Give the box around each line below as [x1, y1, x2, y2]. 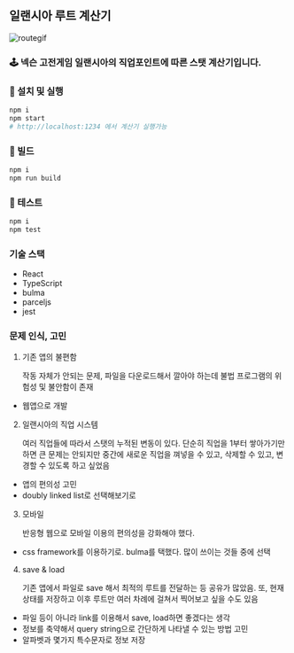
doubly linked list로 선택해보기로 [21, 490, 136, 501]
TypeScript [21, 278, 63, 289]
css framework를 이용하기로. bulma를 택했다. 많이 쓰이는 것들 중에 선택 [21, 547, 272, 557]
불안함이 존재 [48, 382, 94, 393]
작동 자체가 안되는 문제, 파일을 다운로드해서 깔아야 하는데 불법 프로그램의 [21, 370, 273, 381]
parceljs [21, 297, 51, 307]
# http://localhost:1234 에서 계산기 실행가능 [9, 122, 167, 131]
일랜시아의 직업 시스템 [21, 419, 99, 430]
